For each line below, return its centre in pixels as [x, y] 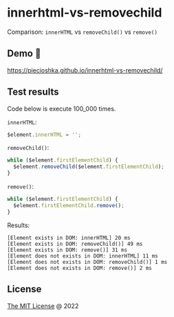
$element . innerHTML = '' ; [44, 135]
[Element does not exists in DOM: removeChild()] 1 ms [87, 262]
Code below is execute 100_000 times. [62, 108]
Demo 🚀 [24, 54]
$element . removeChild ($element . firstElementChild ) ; [89, 167]
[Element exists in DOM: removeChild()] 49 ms [75, 244]
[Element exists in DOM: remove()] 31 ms [67, 250]
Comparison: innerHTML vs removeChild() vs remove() [83, 32]
